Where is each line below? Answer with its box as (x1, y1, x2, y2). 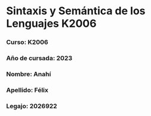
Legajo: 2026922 (6, 102, 58, 110)
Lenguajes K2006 (6, 17, 97, 30)
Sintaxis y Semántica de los (6, 4, 146, 18)
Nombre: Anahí (6, 70, 51, 78)
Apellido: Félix (6, 86, 49, 94)
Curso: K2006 (6, 38, 49, 46)
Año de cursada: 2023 (6, 54, 73, 62)
